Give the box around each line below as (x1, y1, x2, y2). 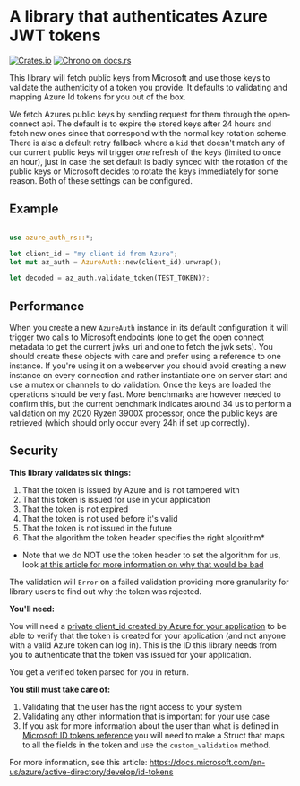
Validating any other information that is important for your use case (21, 711, 270, 721)
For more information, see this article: (9, 756, 148, 767)
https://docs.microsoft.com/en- (149, 756, 266, 767)
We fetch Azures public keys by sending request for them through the (9, 108, 267, 119)
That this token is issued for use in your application (21, 494, 211, 505)
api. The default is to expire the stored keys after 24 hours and (41, 118, 272, 129)
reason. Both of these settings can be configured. (9, 175, 193, 186)
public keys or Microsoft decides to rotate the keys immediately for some (9, 166, 279, 177)
